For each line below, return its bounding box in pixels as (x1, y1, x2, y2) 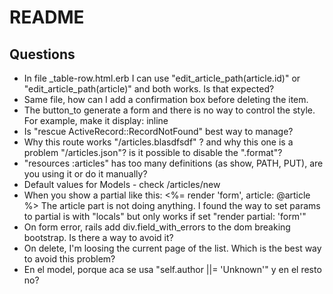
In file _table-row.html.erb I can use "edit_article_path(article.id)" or (23, 72, 301, 84)
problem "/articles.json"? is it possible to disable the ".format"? (23, 147, 283, 158)
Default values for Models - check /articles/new (23, 179, 221, 190)
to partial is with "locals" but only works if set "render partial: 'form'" (23, 211, 307, 222)
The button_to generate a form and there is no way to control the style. (23, 104, 316, 116)
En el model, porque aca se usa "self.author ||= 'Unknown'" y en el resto (23, 264, 322, 275)
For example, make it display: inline (23, 115, 169, 126)
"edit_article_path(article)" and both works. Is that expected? (23, 83, 275, 95)
